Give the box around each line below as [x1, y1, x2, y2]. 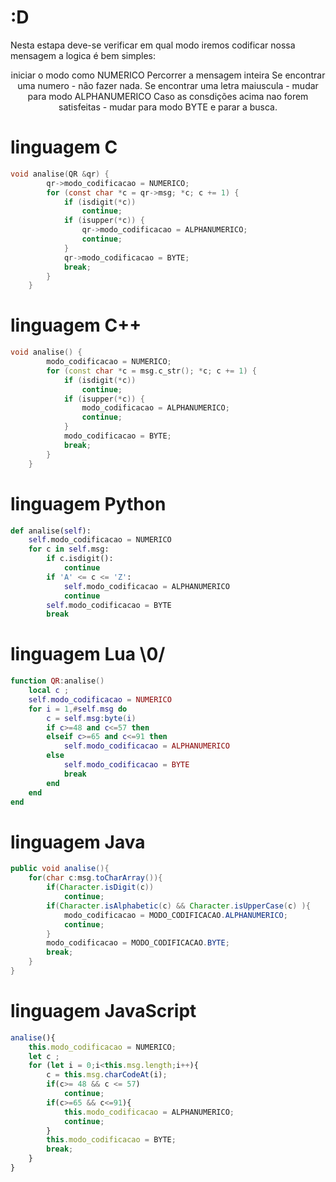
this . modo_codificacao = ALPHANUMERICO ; [63, 1107, 235, 1117]
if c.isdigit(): [46, 554, 114, 564]
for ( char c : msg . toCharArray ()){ [28, 873, 163, 883]
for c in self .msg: [28, 544, 110, 555]
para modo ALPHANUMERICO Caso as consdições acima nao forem [27, 90, 309, 102]
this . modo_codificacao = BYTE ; [46, 1135, 177, 1145]
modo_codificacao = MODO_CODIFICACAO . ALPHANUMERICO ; [63, 910, 288, 920]
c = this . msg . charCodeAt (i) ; [46, 1070, 168, 1080]
